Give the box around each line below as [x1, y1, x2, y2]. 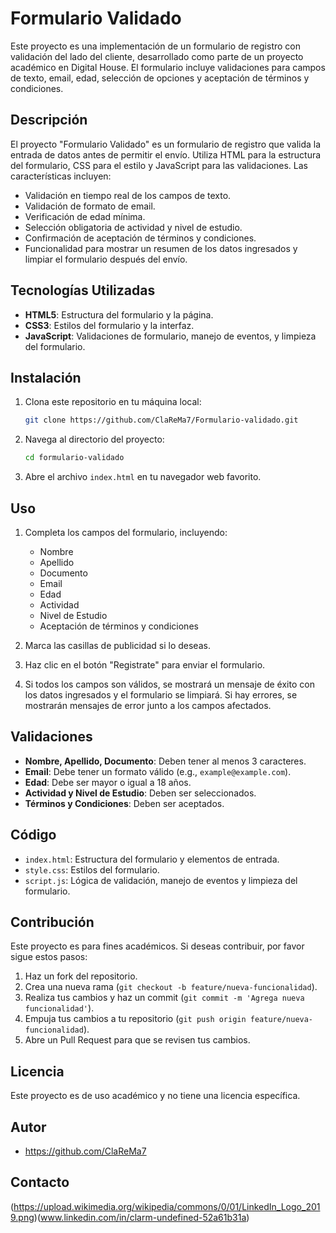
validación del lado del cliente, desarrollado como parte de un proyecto [10, 50, 304, 62]
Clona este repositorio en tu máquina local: [24, 396, 202, 408]
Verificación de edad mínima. [24, 210, 146, 222]
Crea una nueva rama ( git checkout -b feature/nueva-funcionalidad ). [24, 981, 318, 993]
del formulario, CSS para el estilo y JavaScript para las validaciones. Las [10, 159, 308, 171]
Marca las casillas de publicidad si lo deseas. [24, 639, 211, 651]
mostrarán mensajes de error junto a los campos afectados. [24, 699, 272, 711]
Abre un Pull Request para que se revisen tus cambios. [24, 1034, 251, 1046]
